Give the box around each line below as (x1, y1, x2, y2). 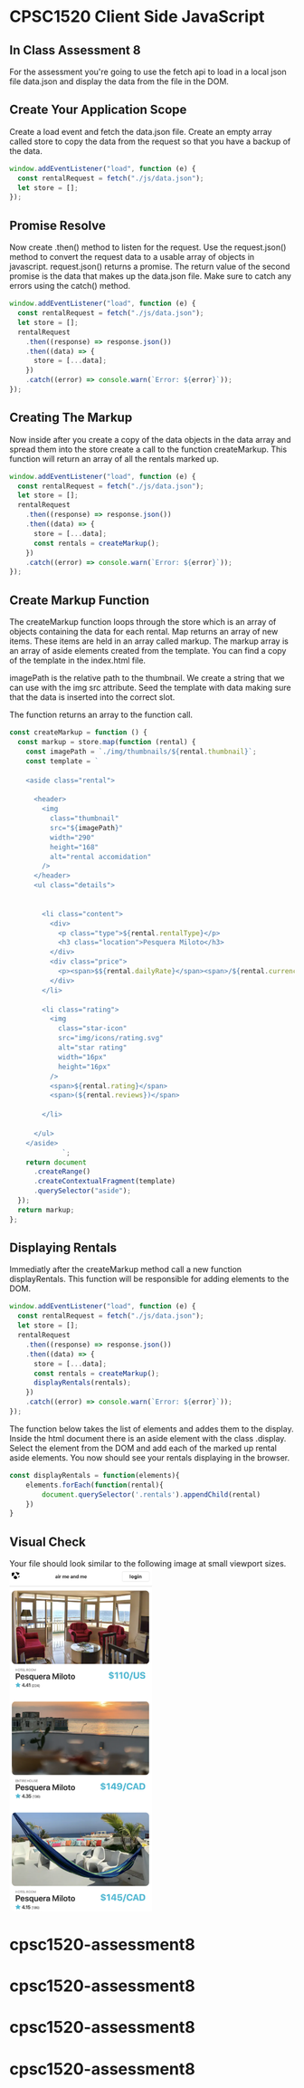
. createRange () (33, 1167, 91, 1176)
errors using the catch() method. (9, 281, 131, 292)
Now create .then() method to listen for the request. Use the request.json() (9, 242, 287, 253)
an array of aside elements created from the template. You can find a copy (9, 646, 287, 656)
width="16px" (57, 1052, 107, 1061)
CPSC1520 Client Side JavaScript (9, 6, 265, 27)
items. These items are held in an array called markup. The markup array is (9, 636, 290, 647)
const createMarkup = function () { (9, 728, 147, 737)
